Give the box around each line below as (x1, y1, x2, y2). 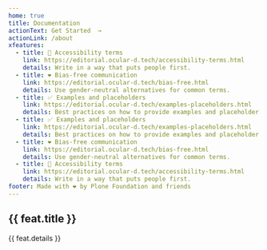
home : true (8, 11, 45, 20)
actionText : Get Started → (8, 26, 102, 34)
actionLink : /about (8, 34, 74, 42)
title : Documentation (8, 19, 81, 27)
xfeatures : (8, 42, 45, 50)
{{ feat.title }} (8, 212, 78, 226)
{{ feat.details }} (8, 233, 62, 243)
